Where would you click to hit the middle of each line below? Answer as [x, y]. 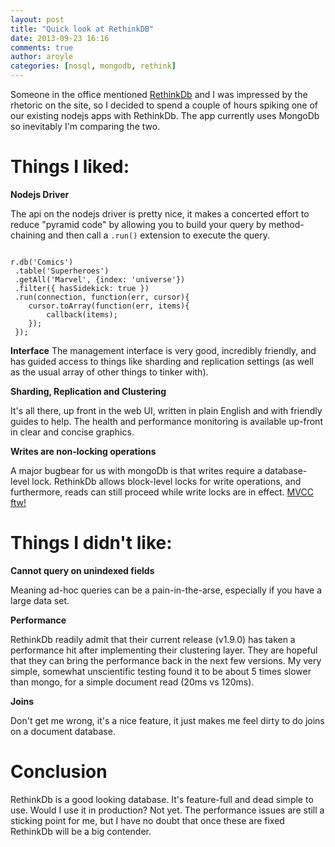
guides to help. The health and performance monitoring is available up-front [166, 421]
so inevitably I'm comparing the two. [85, 126]
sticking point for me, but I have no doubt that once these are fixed [147, 820]
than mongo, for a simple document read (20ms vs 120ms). [132, 682]
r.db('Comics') [42, 262]
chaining [28, 235]
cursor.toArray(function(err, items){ [109, 306]
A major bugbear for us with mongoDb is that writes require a [136, 470]
